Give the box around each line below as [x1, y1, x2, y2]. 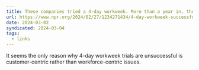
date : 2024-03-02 [6, 19, 49, 25]
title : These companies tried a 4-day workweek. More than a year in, [6, 8, 184, 15]
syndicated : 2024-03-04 [6, 25, 65, 31]
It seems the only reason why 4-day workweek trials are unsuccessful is [6, 52, 183, 59]
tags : [6, 31, 20, 36]
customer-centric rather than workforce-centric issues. [6, 58, 141, 65]
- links [11, 36, 31, 42]
